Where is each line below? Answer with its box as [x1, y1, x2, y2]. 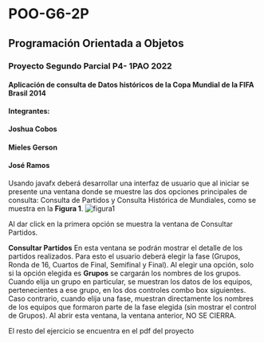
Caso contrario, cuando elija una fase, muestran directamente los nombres [8, 294, 254, 303]
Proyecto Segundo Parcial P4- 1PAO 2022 [8, 60, 173, 72]
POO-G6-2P [8, 5, 89, 23]
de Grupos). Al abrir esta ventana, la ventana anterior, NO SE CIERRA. [8, 311, 237, 321]
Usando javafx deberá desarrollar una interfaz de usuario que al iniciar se [8, 178, 250, 188]
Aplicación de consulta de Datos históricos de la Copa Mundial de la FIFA [8, 80, 254, 90]
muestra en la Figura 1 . [8, 204, 84, 213]
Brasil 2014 [8, 88, 46, 98]
